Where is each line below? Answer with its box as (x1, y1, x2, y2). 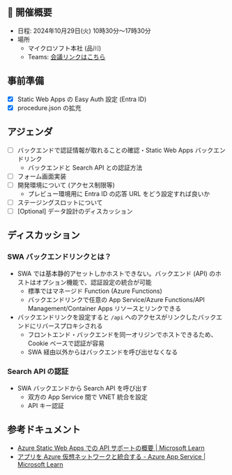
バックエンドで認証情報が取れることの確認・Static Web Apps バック (17, 146, 214, 154)
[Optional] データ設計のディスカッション (17, 206, 134, 215)
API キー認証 (27, 401, 64, 409)
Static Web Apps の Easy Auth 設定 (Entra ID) (17, 95, 147, 103)
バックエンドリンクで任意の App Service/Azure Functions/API (27, 295, 206, 303)
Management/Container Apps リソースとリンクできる (27, 304, 181, 312)
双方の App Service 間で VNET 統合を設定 (27, 393, 148, 401)
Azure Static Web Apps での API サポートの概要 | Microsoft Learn (17, 444, 205, 452)
